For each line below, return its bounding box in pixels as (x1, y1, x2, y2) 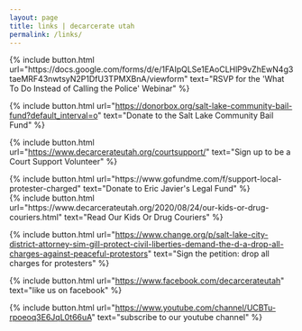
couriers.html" (9, 212, 63, 223)
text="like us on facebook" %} (9, 285, 123, 296)
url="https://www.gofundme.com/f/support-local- (96, 174, 282, 184)
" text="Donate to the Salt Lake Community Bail (97, 110, 274, 121)
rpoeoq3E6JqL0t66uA (9, 312, 92, 323)
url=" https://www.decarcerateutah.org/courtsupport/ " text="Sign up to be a (9, 147, 291, 157)
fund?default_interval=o (9, 110, 98, 121)
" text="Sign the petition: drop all (147, 248, 270, 259)
